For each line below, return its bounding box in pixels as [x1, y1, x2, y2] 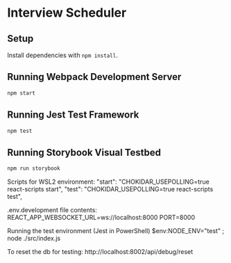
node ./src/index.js [7, 234, 61, 243]
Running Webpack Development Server [7, 71, 182, 83]
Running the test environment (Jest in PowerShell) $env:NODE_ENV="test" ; [7, 227, 225, 235]
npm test [7, 127, 33, 134]
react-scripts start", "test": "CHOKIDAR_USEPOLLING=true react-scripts [7, 185, 214, 193]
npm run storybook [7, 165, 60, 172]
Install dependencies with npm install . [7, 51, 118, 59]
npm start [7, 89, 36, 97]
